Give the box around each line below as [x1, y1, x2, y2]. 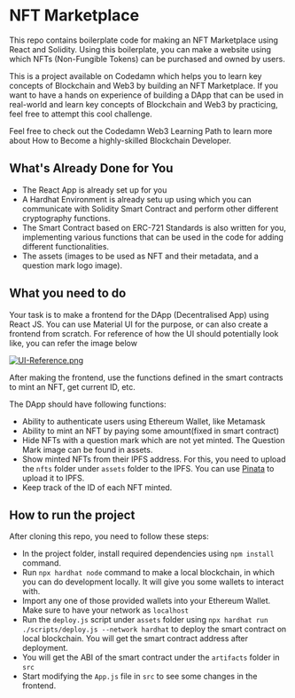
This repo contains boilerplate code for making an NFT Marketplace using [9, 35, 279, 45]
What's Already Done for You [9, 161, 174, 176]
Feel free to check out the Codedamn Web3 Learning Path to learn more [9, 125, 273, 136]
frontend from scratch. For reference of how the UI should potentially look [9, 328, 279, 338]
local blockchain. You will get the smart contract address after [21, 633, 249, 644]
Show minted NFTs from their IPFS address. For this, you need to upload [21, 454, 286, 464]
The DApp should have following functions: [9, 399, 167, 409]
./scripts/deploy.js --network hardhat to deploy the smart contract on [21, 623, 287, 635]
